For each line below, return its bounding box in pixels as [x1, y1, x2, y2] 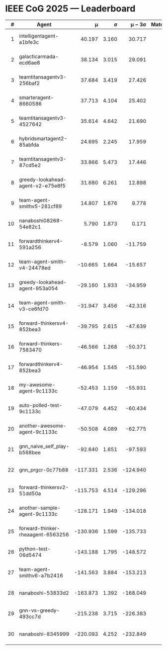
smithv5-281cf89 [19, 202, 62, 209]
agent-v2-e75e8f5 [19, 182, 66, 189]
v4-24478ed [19, 264, 51, 271]
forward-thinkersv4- [19, 319, 69, 326]
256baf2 [19, 80, 40, 87]
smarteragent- [19, 94, 54, 101]
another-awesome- [19, 422, 67, 429]
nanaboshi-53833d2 [19, 589, 70, 596]
